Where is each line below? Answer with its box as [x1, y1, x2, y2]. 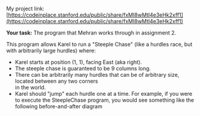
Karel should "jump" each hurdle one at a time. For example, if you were [14, 90, 193, 97]
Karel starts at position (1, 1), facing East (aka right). [14, 59, 143, 65]
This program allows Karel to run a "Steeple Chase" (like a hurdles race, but [6, 41, 193, 48]
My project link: [6, 5, 45, 12]
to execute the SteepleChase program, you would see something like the [14, 96, 195, 104]
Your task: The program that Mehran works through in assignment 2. [6, 29, 177, 36]
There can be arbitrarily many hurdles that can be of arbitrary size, [14, 71, 180, 78]
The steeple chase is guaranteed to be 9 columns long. [14, 65, 151, 72]
